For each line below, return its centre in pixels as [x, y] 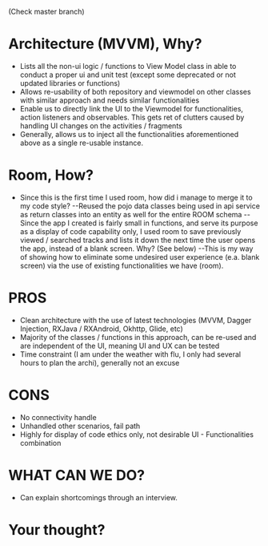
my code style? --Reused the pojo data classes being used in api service [140, 206]
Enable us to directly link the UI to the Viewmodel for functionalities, [132, 108]
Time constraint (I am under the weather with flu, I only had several [130, 354]
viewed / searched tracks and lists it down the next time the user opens [138, 240]
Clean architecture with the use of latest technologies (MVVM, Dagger [136, 320]
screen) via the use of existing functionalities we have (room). [122, 265]
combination [40, 443]
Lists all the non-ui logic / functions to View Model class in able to [128, 66]
